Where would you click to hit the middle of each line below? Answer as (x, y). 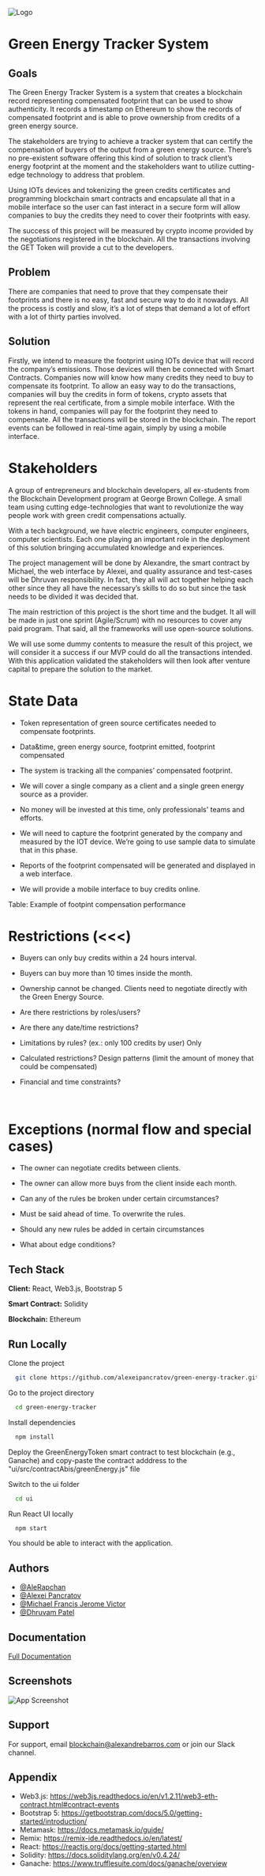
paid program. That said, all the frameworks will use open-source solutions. (131, 628)
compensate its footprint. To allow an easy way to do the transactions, (122, 386)
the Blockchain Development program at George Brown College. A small (125, 498)
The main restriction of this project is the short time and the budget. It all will (132, 611)
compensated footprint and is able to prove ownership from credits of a (124, 117)
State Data (43, 701)
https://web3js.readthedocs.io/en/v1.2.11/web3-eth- (134, 1796)
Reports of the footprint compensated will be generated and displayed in (137, 865)
